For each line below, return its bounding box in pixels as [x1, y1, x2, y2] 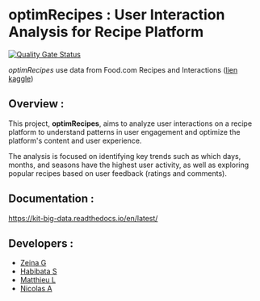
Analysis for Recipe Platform [8, 23, 204, 41]
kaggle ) [8, 73, 34, 83]
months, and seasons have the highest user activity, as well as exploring [8, 160, 250, 169]
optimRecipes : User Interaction [8, 6, 225, 24]
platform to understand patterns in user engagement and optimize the [8, 127, 241, 136]
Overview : [8, 97, 65, 111]
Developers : [8, 236, 74, 250]
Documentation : [8, 192, 94, 206]
